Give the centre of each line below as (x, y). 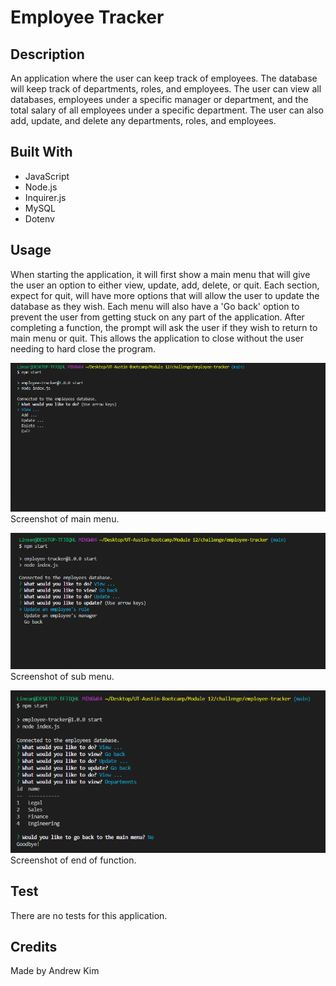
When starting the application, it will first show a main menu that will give (160, 274)
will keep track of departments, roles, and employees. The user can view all (166, 89)
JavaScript (47, 176)
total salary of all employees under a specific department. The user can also (167, 110)
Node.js (41, 187)
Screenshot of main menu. (65, 519)
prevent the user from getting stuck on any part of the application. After (157, 317)
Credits (34, 946)
